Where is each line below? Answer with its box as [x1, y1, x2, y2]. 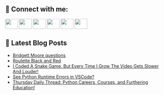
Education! [12, 84, 35, 90]
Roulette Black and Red [12, 58, 62, 64]
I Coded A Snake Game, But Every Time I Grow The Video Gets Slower [12, 63, 159, 69]
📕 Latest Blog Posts [5, 39, 67, 47]
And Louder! [12, 68, 39, 74]
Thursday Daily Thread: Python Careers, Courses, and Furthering [12, 79, 148, 85]
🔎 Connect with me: [5, 5, 68, 14]
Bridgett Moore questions [12, 52, 66, 58]
